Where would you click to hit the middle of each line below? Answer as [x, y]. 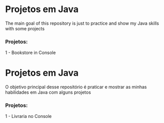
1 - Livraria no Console [28, 116]
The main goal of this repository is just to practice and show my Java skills [82, 23]
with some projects [25, 28]
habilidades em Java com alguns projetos [48, 92]
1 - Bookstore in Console [31, 53]
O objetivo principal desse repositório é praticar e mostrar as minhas [76, 87]
